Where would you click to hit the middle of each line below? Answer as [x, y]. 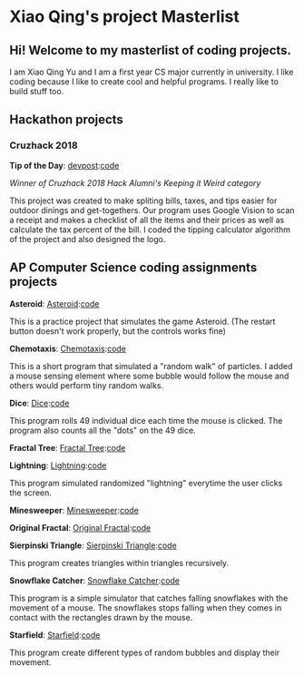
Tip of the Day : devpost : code [64, 165]
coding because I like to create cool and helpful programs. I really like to [144, 82]
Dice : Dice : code [39, 403]
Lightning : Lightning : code [58, 465]
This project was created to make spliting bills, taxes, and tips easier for [143, 201]
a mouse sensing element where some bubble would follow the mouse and [149, 376]
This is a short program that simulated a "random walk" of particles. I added [151, 366]
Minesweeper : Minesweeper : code [74, 510]
